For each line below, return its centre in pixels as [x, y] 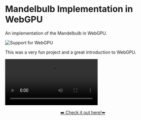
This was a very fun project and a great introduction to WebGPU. [71, 52]
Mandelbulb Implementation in [69, 9]
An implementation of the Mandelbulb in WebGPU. [56, 33]
